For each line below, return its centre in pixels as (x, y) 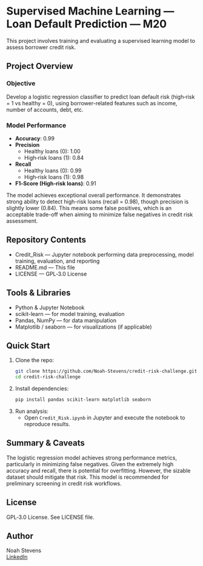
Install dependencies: (42, 389)
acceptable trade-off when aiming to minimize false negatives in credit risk (100, 214)
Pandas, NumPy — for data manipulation (66, 320)
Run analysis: (32, 411)
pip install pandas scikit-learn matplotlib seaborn (83, 400)
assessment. (22, 221)
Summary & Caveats (45, 443)
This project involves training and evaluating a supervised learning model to (101, 41)
